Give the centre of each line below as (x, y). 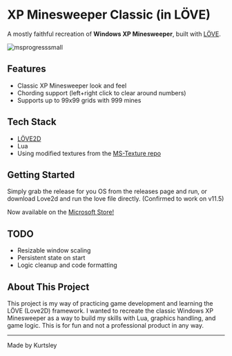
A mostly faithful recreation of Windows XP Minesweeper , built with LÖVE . (114, 34)
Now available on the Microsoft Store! (61, 212)
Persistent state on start (51, 258)
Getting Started (41, 175)
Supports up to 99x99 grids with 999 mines (79, 100)
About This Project (48, 287)
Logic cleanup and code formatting (67, 265)
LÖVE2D (29, 139)
